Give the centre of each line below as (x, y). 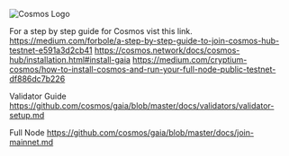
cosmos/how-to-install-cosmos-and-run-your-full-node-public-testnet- (143, 69)
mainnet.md (32, 142)
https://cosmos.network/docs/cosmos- (167, 50)
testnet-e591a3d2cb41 (51, 50)
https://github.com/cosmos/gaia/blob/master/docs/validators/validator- (142, 106)
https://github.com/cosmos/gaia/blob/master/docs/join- (150, 133)
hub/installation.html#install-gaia (70, 60)
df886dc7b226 (37, 79)
